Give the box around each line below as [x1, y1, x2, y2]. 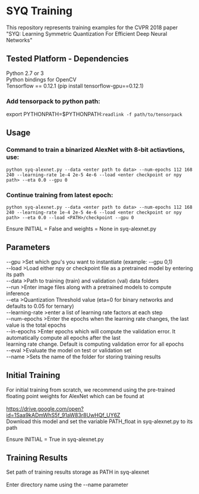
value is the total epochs [6, 321, 67, 329]
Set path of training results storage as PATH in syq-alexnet [6, 468, 150, 476]
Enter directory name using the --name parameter [6, 481, 129, 489]
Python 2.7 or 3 [6, 70, 44, 77]
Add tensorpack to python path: [6, 97, 100, 105]
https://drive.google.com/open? [6, 405, 84, 412]
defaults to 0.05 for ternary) [6, 302, 74, 309]
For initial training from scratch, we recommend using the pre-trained [6, 386, 175, 393]
